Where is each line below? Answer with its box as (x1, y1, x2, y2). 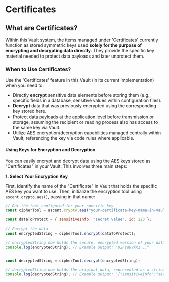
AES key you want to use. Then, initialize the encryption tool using (5, 188, 142, 194)
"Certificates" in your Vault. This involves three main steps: (5, 163, 127, 170)
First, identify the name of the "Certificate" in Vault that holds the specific (5, 183, 157, 189)
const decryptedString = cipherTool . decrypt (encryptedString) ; (5, 258, 141, 263)
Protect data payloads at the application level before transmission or (12, 114, 154, 120)
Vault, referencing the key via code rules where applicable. (12, 135, 135, 141)
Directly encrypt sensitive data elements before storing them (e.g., (12, 92, 151, 98)
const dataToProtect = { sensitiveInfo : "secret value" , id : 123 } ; (5, 217, 152, 222)
